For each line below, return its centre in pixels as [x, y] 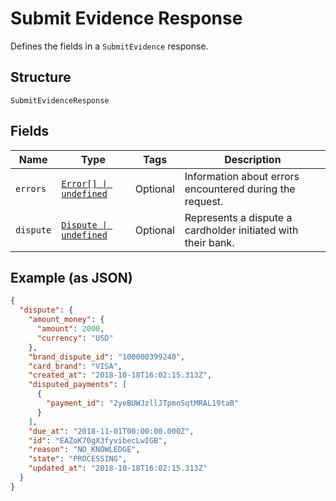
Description [253, 159]
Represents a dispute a [238, 217]
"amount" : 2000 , [70, 329]
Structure [41, 77]
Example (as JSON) [71, 277]
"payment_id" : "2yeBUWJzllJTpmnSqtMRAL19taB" [143, 403]
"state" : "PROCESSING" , [78, 459]
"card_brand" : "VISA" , [75, 366]
